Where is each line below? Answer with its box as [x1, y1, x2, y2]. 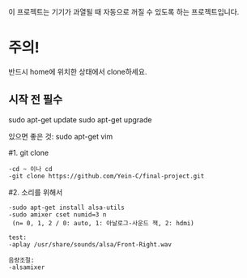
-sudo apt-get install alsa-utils [8, 203, 126, 212]
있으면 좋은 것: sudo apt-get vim [8, 131, 113, 141]
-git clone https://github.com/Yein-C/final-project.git [8, 172, 205, 180]
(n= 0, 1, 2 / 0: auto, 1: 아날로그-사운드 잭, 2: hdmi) [11, 219, 194, 227]
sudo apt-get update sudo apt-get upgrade [8, 114, 152, 124]
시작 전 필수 [8, 92, 63, 107]
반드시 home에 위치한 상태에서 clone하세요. [8, 66, 147, 76]
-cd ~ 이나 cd [8, 165, 53, 173]
